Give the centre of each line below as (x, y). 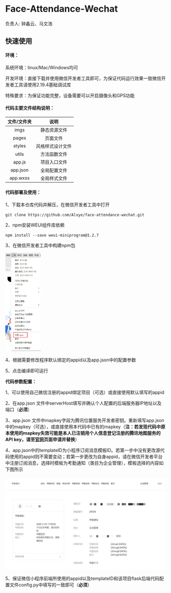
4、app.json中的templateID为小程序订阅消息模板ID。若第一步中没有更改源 (83, 450)
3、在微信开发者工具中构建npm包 (40, 245)
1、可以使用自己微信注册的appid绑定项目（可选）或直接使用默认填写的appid (85, 392)
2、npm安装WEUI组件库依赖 (35, 225)
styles (20, 146)
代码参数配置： (21, 381)
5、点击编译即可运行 (27, 371)
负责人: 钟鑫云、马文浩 (29, 23)
